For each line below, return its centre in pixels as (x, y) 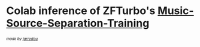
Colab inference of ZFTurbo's (81, 11)
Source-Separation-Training (78, 23)
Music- (176, 11)
